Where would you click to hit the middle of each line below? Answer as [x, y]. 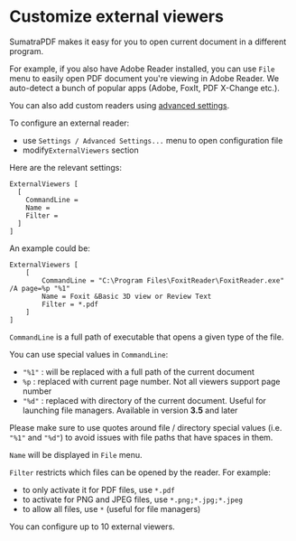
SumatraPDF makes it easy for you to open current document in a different [148, 42]
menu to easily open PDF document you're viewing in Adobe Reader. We [144, 78]
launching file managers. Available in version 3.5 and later [130, 410]
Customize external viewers [116, 17]
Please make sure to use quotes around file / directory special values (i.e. [146, 427]
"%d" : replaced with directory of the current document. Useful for [144, 400]
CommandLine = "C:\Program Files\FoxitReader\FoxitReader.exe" [163, 280]
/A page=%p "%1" [40, 288]
